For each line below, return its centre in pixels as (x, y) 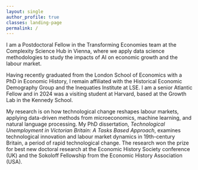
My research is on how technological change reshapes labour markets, (92, 112)
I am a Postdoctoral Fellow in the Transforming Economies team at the (91, 45)
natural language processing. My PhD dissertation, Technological (86, 124)
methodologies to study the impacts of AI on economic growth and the (92, 57)
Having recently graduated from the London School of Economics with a (94, 75)
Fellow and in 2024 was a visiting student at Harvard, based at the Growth (96, 94)
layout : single (25, 12)
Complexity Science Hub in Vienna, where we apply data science (85, 51)
